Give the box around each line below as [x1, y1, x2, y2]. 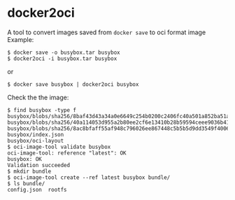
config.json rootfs [7, 186, 68, 193]
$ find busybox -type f [7, 106, 77, 113]
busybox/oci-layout [7, 137, 64, 144]
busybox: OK [7, 155, 42, 162]
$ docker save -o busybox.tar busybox [7, 49, 120, 56]
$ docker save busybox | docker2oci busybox [7, 80, 139, 88]
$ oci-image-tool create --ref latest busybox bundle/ [7, 173, 171, 181]
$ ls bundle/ [7, 180, 45, 187]
